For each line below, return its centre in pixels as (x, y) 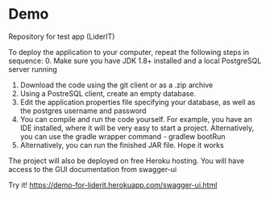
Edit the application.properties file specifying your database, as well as (137, 102)
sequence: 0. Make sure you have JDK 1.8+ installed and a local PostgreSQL (135, 61)
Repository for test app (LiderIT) (62, 36)
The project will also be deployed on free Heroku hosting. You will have (126, 160)
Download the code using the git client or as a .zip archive (116, 85)
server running (33, 69)
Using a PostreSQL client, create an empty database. (108, 93)
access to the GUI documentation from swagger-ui (93, 169)
